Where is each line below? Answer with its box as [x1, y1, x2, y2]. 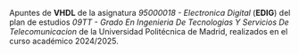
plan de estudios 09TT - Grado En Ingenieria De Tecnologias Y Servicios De [9, 17, 290, 27]
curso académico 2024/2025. [9, 35, 119, 46]
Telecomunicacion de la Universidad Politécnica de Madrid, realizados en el [9, 27, 288, 36]
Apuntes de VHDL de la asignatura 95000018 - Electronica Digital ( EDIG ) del [9, 8, 291, 18]
